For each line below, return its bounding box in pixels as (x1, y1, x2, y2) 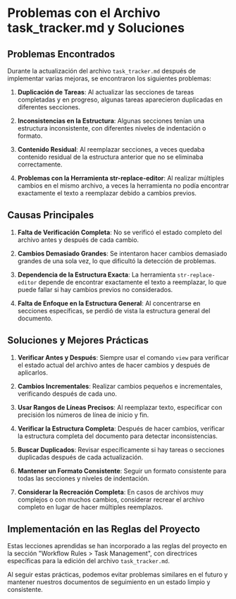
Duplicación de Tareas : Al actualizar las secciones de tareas (17, 88, 194, 96)
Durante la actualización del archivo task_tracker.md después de (7, 67, 196, 75)
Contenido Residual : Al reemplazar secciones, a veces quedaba (17, 145, 205, 153)
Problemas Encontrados (7, 48, 116, 60)
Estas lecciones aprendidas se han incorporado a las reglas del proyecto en (7, 542, 228, 550)
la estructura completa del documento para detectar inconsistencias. (17, 432, 218, 440)
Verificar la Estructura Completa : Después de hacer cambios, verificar (17, 424, 225, 432)
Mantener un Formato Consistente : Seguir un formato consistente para (17, 466, 227, 475)
